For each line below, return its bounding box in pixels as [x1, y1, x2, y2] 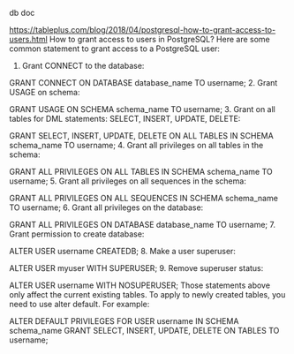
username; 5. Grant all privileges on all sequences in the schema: [9, 176, 247, 186]
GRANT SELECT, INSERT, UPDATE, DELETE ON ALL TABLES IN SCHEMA [9, 131, 274, 140]
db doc [9, 8, 35, 18]
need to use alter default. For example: [9, 299, 150, 309]
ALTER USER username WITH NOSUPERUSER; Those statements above [9, 280, 271, 290]
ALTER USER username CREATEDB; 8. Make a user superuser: [9, 246, 237, 256]
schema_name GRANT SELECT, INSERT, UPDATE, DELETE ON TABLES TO [9, 326, 280, 335]
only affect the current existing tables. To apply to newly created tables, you [9, 290, 286, 299]
